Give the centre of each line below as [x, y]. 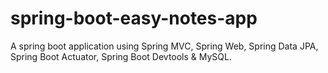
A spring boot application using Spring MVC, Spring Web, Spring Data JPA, [164, 46]
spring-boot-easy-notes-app [134, 18]
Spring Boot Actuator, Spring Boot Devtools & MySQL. [121, 56]
